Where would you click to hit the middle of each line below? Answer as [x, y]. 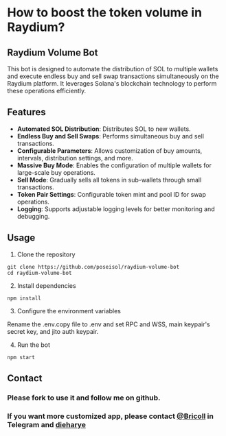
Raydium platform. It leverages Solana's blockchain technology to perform [112, 83]
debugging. [33, 216]
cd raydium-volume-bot [39, 273]
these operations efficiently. [47, 91]
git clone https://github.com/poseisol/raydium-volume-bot [93, 267]
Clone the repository [46, 254]
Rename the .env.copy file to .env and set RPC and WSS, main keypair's [109, 324]
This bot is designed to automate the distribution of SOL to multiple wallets [113, 69]
